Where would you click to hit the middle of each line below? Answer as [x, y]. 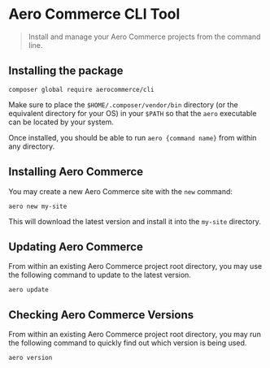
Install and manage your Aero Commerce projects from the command [144, 37]
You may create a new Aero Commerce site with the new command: [121, 191]
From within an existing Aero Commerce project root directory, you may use [135, 266]
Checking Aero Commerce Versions [101, 315]
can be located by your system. [61, 122]
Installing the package [66, 71]
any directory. [32, 146]
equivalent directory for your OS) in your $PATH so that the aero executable [133, 113]
